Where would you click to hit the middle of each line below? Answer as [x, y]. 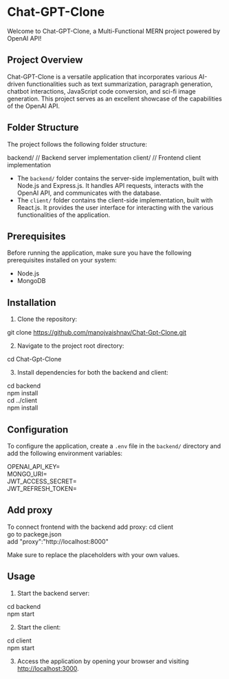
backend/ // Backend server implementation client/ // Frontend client [104, 157]
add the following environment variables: [65, 453]
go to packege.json [34, 534]
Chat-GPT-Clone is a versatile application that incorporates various [102, 76]
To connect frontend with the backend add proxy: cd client [90, 527]
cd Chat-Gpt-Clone [34, 359]
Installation [32, 303]
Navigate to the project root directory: [70, 346]
